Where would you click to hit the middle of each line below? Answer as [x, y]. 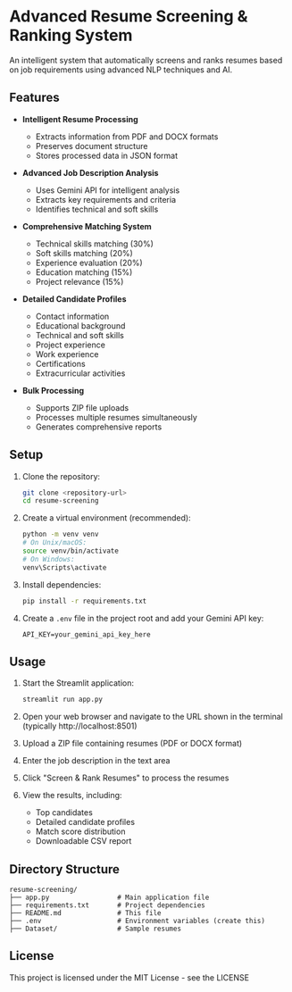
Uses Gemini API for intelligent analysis [108, 190]
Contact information [72, 316]
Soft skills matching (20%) [84, 253]
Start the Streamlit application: [78, 683]
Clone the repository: [61, 476]
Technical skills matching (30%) [95, 244]
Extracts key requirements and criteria [106, 199]
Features [34, 98]
